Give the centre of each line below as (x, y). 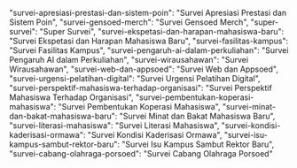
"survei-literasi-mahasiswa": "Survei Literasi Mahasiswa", (114, 126)
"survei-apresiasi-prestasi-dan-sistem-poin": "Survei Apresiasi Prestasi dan (148, 13)
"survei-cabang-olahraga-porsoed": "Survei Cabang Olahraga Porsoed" (141, 153)
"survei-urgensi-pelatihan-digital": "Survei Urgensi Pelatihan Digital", (135, 78)
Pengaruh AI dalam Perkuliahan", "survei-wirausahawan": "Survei (129, 60)
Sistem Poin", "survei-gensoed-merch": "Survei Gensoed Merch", (129, 22)
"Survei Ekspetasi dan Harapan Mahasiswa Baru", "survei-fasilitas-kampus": (149, 41)
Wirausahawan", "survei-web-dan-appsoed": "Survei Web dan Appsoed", (144, 69)
